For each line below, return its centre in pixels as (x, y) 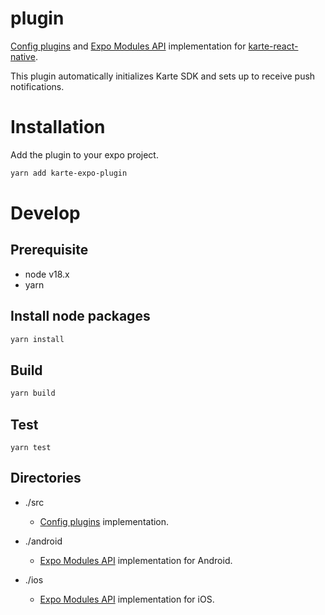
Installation (58, 127)
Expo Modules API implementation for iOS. (127, 599)
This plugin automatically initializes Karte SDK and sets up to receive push (163, 76)
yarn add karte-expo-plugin (69, 173)
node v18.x (47, 274)
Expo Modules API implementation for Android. (136, 560)
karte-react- (273, 46)
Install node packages (80, 316)
